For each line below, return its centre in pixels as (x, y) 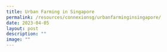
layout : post (22, 28)
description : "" (26, 34)
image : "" (18, 39)
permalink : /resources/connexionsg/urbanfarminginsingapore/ (84, 17)
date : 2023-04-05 (28, 23)
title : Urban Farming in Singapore (50, 12)
